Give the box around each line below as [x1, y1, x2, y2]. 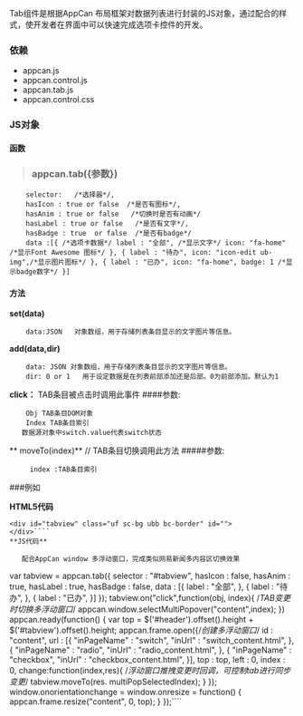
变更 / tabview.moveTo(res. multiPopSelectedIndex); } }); [9, 676, 217, 687]
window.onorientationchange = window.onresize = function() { [9, 687, 242, 698]
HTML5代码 [9, 501, 54, 512]
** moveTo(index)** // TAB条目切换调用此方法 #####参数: [9, 445, 225, 456]
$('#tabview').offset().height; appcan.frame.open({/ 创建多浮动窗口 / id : [9, 624, 274, 636]
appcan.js [22, 65, 60, 76]
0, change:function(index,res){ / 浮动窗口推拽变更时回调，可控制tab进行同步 [9, 665, 291, 676]
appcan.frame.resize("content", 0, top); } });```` [9, 696, 183, 707]
